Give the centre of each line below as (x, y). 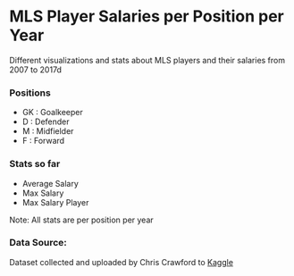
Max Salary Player (55, 202)
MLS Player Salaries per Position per (147, 17)
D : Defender (46, 121)
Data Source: (38, 243)
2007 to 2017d (36, 70)
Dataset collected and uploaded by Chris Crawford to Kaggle (122, 262)
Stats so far (35, 164)
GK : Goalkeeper (52, 113)
